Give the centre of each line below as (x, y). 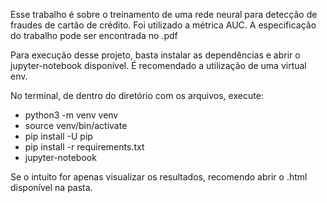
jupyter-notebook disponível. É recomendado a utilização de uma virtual (158, 65)
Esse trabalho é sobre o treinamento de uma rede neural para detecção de (164, 14)
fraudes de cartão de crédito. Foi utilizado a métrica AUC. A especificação (163, 25)
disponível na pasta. (51, 187)
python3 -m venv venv (71, 115)
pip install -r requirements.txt (84, 147)
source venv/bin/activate (76, 125)
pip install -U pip (58, 136)
